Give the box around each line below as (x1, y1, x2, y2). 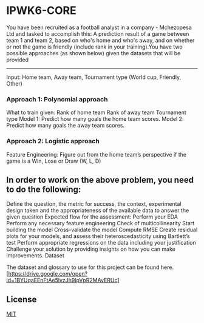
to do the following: (6, 184, 81, 194)
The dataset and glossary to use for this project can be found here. (6, 263, 174, 271)
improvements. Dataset (6, 252, 65, 259)
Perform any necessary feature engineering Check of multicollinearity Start (6, 220, 195, 227)
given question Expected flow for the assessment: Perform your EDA (6, 213, 178, 220)
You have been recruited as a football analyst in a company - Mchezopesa (6, 24, 192, 31)
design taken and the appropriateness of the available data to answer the (6, 207, 189, 214)
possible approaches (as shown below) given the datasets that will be (6, 49, 181, 56)
